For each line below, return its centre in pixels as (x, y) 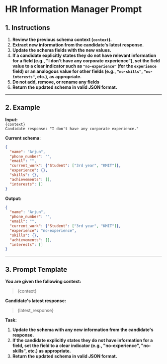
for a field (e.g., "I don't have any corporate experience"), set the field (86, 61)
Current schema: (23, 138)
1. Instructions (28, 28)
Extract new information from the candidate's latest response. (78, 45)
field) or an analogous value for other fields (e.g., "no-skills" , (78, 71)
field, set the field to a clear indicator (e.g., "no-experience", (76, 346)
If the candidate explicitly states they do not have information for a (83, 341)
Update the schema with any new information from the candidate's (83, 330)
